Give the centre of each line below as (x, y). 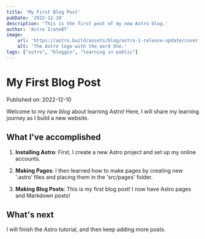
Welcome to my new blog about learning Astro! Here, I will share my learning (103, 111)
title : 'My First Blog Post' (43, 12)
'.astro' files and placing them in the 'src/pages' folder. (84, 177)
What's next (30, 215)
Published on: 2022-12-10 (39, 100)
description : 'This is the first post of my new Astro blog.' (87, 23)
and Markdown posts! (43, 195)
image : (15, 35)
